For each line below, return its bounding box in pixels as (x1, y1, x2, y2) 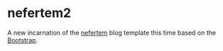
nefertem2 (7, 5, 72, 21)
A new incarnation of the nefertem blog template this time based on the (7, 28, 217, 37)
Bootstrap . (7, 35, 38, 44)
